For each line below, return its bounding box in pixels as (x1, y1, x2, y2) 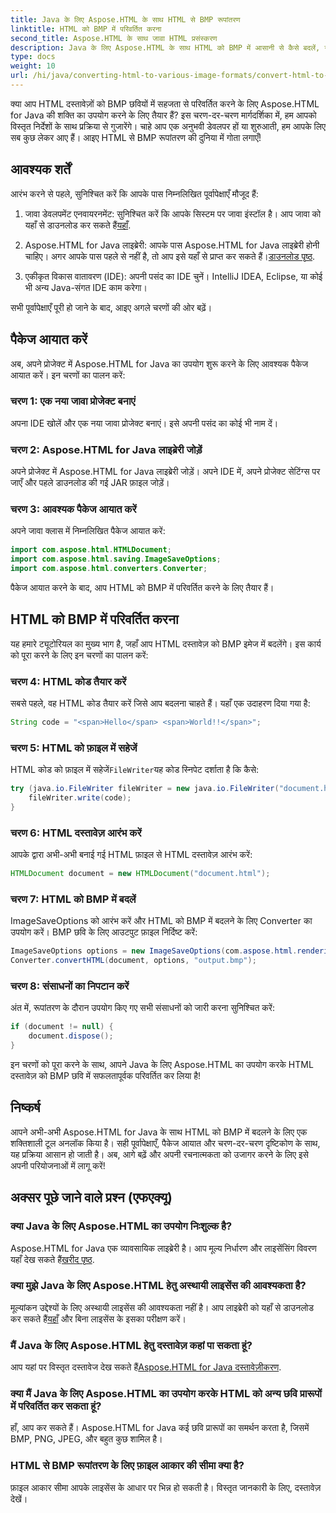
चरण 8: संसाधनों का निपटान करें (10, 979, 130, 993)
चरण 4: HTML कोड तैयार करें (10, 674, 127, 688)
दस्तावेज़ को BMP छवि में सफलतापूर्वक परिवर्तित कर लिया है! (10, 1070, 202, 1082)
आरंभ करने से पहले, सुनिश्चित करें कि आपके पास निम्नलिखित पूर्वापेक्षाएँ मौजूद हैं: (10, 187, 259, 200)
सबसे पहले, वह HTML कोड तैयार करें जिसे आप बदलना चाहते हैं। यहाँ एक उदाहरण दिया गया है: (10, 697, 311, 710)
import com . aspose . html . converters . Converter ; (10, 564, 208, 574)
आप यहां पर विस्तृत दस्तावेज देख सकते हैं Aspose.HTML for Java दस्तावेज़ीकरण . (10, 1361, 282, 1373)
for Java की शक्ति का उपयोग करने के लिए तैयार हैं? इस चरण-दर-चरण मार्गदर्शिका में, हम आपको (10, 109, 317, 121)
